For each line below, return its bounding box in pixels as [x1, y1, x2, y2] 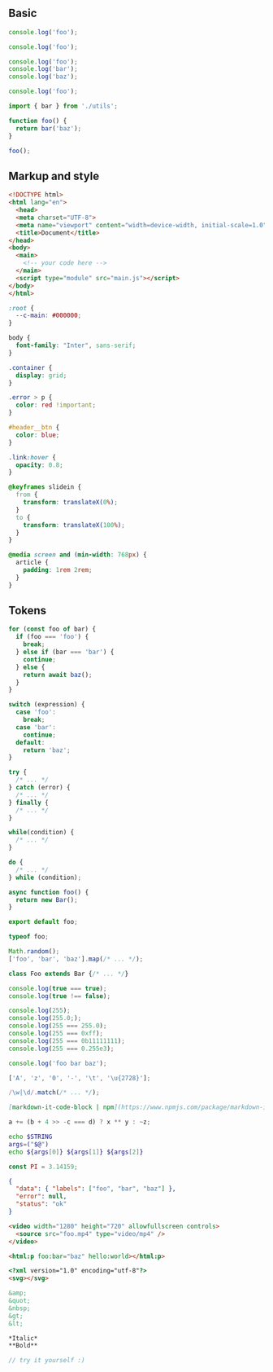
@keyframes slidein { [8, 483, 82, 491]
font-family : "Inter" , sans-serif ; [15, 341, 136, 350]
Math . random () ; [8, 948, 60, 956]
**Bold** [8, 1342, 38, 1350]
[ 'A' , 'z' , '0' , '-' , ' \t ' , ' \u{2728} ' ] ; [8, 1074, 151, 1082]
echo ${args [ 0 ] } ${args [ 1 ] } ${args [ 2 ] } [8, 1148, 144, 1156]
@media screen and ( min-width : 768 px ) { [8, 551, 148, 559]
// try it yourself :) [8, 1357, 85, 1365]
